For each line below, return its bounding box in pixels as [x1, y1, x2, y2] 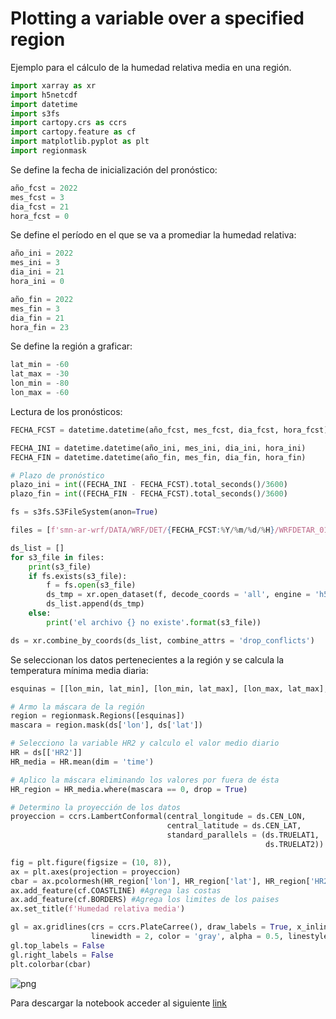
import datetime [10, 99, 78, 109]
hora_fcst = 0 [10, 211, 70, 221]
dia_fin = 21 [10, 313, 65, 323]
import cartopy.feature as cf [10, 127, 137, 137]
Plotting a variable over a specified [10, 7, 305, 30]
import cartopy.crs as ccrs [10, 118, 128, 128]
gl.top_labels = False [10, 940, 105, 951]
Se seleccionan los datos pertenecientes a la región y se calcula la [10, 653, 285, 666]
